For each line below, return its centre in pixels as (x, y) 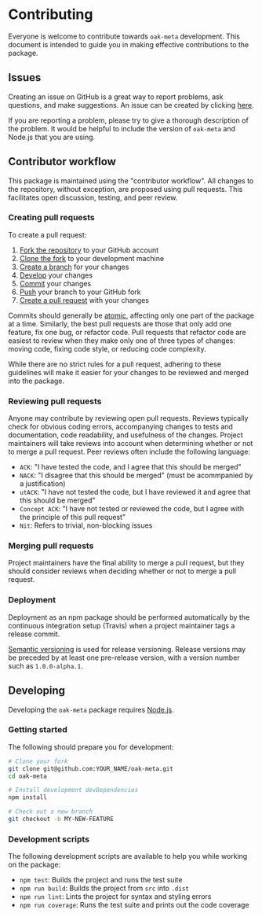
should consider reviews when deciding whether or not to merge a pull (122, 571)
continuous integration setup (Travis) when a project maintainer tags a (122, 625)
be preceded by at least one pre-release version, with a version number (124, 657)
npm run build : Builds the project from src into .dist (104, 888)
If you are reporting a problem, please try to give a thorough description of (128, 120)
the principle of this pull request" (73, 517)
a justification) (42, 484)
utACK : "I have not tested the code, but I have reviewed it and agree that (135, 492)
